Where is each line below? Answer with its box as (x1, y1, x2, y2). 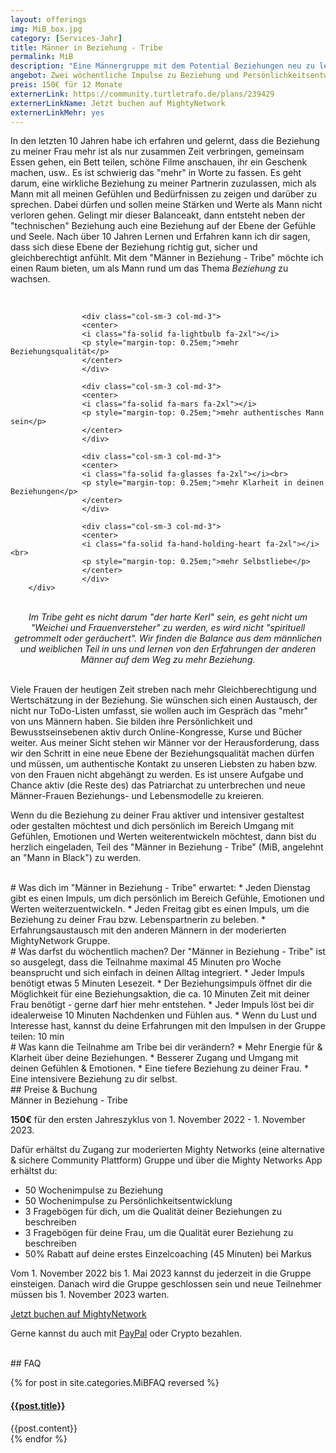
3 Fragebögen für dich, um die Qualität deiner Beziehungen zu (24, 1206, 283, 1218)
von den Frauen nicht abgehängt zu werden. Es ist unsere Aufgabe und (10, 769, 304, 781)
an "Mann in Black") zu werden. (10, 852, 142, 864)
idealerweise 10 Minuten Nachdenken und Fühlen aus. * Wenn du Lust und (10, 1009, 317, 1021)
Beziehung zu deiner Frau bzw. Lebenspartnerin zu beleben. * (10, 914, 266, 926)
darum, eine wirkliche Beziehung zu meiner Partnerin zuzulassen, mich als (10, 177, 317, 190)
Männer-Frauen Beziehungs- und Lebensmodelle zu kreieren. (10, 790, 265, 802)
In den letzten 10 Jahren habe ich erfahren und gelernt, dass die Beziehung (10, 135, 320, 147)
